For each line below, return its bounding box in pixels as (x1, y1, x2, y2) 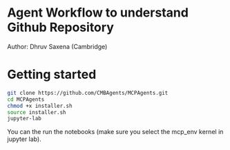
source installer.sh (7, 109, 67, 115)
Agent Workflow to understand (7, 5, 189, 21)
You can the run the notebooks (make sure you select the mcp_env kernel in (7, 128, 224, 136)
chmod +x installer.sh (7, 102, 73, 109)
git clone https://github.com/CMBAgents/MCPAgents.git (7, 89, 169, 96)
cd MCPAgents (7, 95, 45, 103)
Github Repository (7, 19, 114, 35)
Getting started (7, 67, 97, 82)
